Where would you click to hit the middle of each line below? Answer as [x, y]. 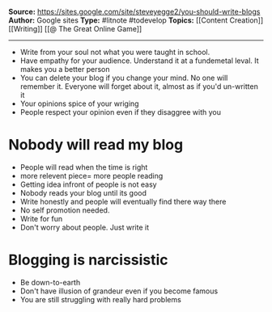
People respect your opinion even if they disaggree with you [120, 112]
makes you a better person [65, 69]
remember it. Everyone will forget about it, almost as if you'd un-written [139, 86]
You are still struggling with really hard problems [101, 299]
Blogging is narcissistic [88, 260]
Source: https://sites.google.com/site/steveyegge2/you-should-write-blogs [134, 12]
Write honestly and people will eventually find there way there [123, 201]
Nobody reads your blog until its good [83, 192]
